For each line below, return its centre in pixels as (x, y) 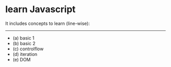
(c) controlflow (28, 49)
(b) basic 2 (24, 43)
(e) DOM (22, 59)
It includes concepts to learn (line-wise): (48, 23)
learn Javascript (40, 9)
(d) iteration (25, 54)
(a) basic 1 (23, 38)
